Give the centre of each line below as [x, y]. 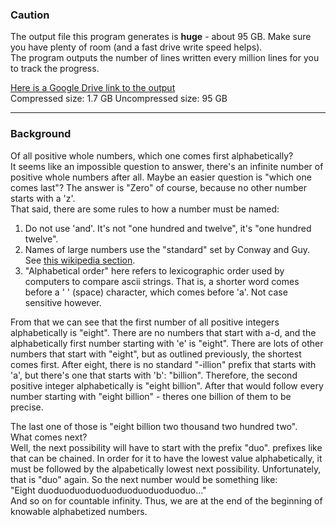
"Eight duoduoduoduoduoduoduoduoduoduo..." [108, 490]
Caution [30, 15]
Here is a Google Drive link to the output [93, 88]
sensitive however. [63, 302]
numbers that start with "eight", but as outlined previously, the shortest [156, 354]
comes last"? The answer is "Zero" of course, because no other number [158, 187]
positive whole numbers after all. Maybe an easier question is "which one [161, 177]
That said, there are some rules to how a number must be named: [145, 209]
